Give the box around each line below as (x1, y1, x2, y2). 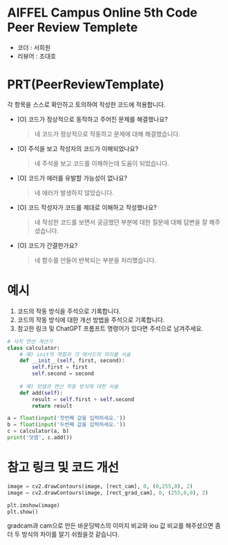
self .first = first (32, 364, 88, 371)
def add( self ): (19, 389, 64, 396)
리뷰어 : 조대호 (17, 52, 57, 60)
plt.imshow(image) (7, 501, 60, 509)
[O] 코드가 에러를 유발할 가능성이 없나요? (17, 174, 128, 182)
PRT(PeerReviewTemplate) (7, 77, 164, 93)
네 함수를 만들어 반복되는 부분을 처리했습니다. (34, 256, 157, 264)
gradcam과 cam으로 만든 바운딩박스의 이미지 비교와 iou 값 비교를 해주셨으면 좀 (7, 521, 221, 530)
